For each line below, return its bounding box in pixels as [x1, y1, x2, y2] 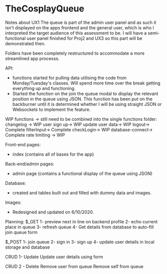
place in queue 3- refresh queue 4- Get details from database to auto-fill [5, 224, 154, 230]
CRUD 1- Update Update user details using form [5, 254, 103, 260]
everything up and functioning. [12, 85, 76, 91]
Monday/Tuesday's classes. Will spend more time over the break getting [12, 80, 161, 86]
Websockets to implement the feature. [12, 106, 91, 112]
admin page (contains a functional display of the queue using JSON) [12, 170, 153, 177]
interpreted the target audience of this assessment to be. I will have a [5, 30, 147, 36]
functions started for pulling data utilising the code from [12, 75, 127, 81]
